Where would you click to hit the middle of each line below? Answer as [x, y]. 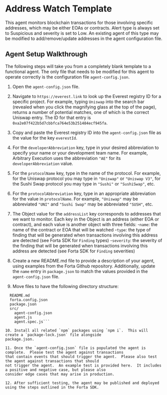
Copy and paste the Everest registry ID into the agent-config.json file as [87, 132]
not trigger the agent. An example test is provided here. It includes [83, 365]
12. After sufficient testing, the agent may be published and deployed [82, 383]
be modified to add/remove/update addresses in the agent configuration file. [84, 38]
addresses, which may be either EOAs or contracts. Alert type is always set [82, 27]
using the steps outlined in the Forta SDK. [52, 387]
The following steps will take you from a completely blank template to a [78, 66]
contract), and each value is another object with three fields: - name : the [85, 224]
